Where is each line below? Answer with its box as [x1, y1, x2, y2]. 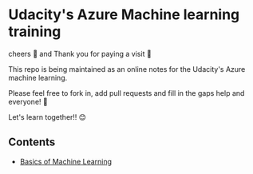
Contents [8, 136, 56, 149]
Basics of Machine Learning [19, 156, 113, 166]
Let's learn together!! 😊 [8, 112, 86, 121]
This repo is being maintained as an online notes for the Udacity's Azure [8, 64, 246, 73]
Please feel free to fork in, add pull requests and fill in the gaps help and [8, 88, 245, 97]
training [8, 22, 61, 41]
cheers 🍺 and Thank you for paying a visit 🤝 [8, 49, 152, 58]
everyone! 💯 [8, 97, 48, 106]
